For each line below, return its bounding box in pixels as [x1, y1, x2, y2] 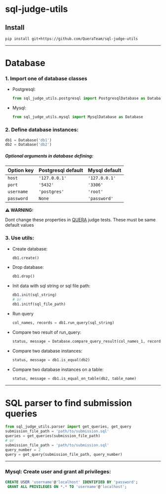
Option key [7, 167, 34, 174]
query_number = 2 [5, 447, 41, 452]
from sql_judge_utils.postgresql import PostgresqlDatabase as [12, 96, 146, 101]
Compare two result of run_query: [12, 329, 82, 335]
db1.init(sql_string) [12, 293, 57, 298]
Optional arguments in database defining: [5, 153, 94, 159]
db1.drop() [12, 274, 35, 279]
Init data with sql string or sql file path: [12, 283, 90, 289]
